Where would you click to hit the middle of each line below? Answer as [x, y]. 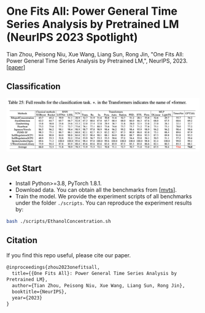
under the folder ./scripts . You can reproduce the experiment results [103, 203]
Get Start [24, 169]
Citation [22, 240]
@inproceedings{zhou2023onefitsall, [53, 267]
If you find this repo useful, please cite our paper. [68, 255]
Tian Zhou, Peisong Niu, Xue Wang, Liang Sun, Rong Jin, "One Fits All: [95, 54]
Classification [33, 87]
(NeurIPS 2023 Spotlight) [72, 37]
